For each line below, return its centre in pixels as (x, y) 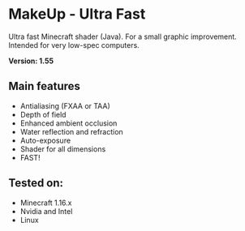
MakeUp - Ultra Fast (77, 14)
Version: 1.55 (31, 61)
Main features (45, 86)
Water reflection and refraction (71, 131)
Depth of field (43, 114)
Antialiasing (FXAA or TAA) (65, 105)
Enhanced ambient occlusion (69, 123)
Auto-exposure (45, 140)
